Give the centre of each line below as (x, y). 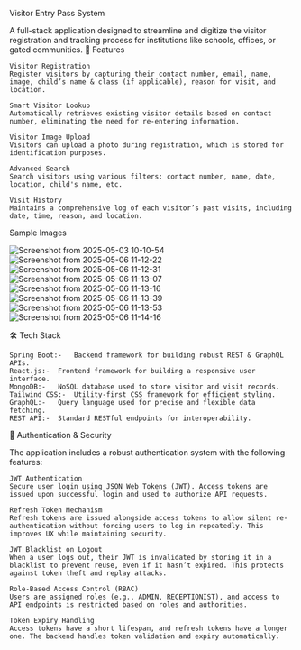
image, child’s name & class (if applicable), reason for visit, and (143, 82)
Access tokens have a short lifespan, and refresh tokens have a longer (149, 628)
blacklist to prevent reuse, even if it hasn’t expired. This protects (146, 565)
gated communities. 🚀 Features (67, 50)
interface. (30, 379)
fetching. (28, 410)
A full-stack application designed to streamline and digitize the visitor (138, 30)
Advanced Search (40, 169)
